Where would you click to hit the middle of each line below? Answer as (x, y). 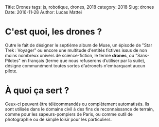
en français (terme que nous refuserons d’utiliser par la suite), (84, 61)
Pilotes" (13, 61)
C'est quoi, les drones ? (53, 32)
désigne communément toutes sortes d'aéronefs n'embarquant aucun (75, 65)
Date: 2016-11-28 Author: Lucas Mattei (44, 12)
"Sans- (142, 55)
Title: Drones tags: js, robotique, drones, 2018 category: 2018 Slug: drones (79, 7)
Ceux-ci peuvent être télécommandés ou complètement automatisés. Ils (77, 104)
